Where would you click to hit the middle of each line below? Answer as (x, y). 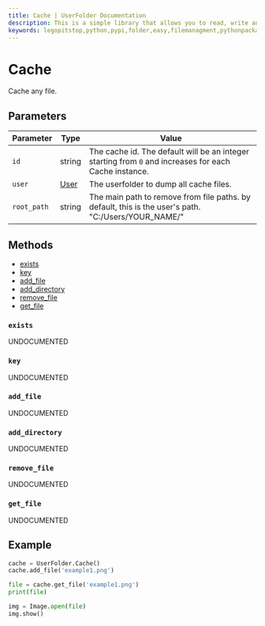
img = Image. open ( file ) (47, 607)
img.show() (26, 613)
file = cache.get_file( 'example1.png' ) (74, 585)
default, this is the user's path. (145, 207)
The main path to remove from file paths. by (170, 197)
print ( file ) (28, 592)
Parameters (37, 116)
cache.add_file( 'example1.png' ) (61, 571)
